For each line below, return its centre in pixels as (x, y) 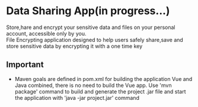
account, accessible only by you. (46, 33)
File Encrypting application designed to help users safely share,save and (95, 40)
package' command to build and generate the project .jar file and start (100, 91)
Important (25, 65)
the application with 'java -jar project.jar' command (77, 98)
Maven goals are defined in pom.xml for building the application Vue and (103, 79)
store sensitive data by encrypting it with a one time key (74, 46)
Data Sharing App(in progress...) (88, 11)
